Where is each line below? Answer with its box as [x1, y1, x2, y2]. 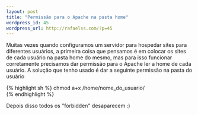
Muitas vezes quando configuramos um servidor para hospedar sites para [6, 41, 187, 49]
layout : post [6, 8, 39, 15]
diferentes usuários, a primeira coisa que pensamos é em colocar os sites [6, 48, 187, 55]
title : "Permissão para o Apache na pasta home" [6, 14, 129, 20]
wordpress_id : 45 [6, 20, 49, 25]
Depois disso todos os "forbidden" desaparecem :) [6, 102, 130, 110]
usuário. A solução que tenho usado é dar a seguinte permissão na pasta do [6, 66, 193, 74]
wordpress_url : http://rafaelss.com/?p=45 [6, 25, 113, 31]
